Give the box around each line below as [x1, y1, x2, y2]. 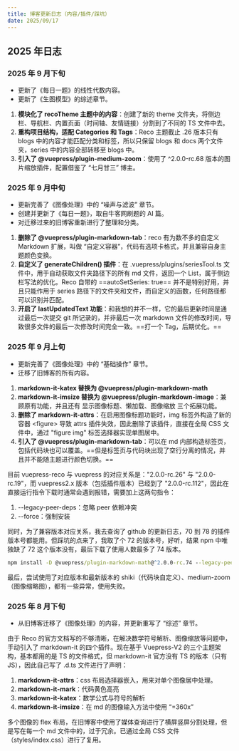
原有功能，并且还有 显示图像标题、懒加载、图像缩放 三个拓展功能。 [23, 401, 221, 410]
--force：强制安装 [17, 512, 71, 520]
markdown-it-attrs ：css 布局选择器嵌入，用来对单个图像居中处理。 [17, 675, 217, 684]
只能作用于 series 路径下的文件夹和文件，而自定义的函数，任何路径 [23, 286, 221, 296]
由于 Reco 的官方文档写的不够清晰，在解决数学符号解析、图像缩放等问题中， [7, 633, 232, 642]
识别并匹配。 [30, 296, 68, 304]
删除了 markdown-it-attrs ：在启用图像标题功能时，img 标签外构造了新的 [17, 410, 232, 419]
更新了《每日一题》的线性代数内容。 [17, 86, 124, 95]
